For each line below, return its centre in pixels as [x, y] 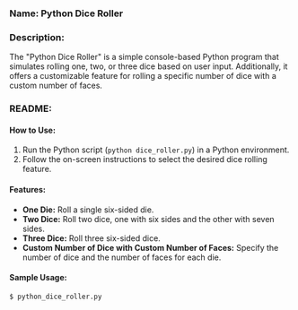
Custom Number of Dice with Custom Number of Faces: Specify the [150, 247]
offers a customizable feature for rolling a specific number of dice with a [143, 76]
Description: [37, 37]
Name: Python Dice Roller [66, 13]
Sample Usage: [38, 278]
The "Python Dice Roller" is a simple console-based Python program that [145, 57]
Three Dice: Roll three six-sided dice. [92, 238]
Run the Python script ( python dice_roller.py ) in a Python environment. [156, 150]
